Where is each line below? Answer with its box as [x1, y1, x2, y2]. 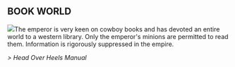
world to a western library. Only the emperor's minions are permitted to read [7, 32, 229, 40]
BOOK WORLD [7, 6, 72, 17]
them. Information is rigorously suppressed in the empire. [7, 40, 174, 48]
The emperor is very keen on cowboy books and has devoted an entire [14, 24, 220, 33]
